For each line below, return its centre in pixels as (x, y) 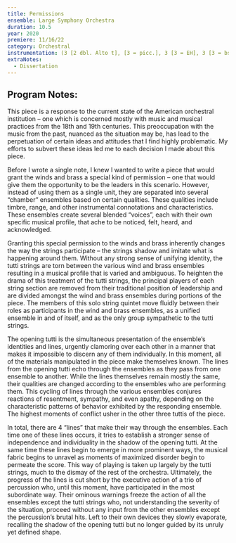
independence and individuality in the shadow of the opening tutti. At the (112, 442)
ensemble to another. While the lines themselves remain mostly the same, (114, 376)
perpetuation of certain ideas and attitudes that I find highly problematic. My (118, 141)
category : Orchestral (39, 46)
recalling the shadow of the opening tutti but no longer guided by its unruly (116, 525)
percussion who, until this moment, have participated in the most (101, 487)
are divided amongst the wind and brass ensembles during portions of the (114, 295)
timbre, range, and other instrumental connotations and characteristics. (110, 207)
